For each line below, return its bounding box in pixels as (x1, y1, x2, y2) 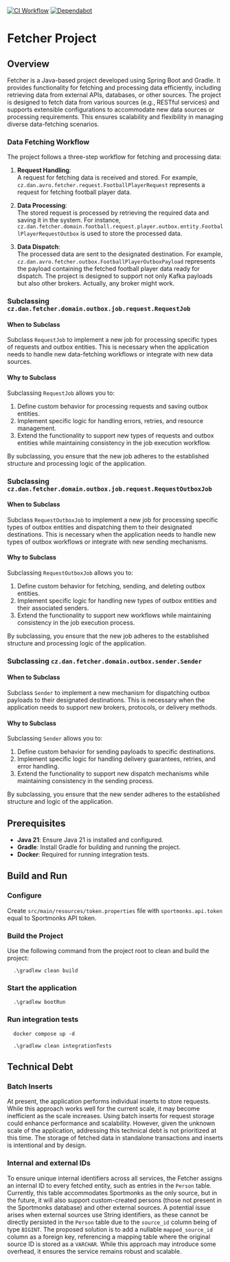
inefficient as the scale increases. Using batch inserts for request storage (7, 1112, 215, 1120)
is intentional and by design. (7, 1141, 87, 1149)
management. (16, 424, 57, 432)
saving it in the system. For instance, (16, 216, 122, 224)
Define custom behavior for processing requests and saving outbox (16, 402, 208, 410)
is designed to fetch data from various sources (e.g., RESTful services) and (7, 98, 220, 106)
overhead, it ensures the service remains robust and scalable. (7, 1247, 182, 1255)
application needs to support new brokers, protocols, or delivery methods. (7, 703, 218, 712)
